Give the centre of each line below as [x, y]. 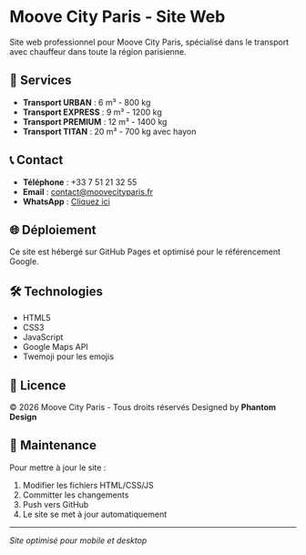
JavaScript [43, 337]
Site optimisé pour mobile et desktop [78, 540]
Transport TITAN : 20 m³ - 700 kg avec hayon [109, 131]
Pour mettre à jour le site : [58, 468]
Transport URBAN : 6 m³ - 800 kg [87, 102]
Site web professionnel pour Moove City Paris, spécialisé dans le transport [149, 42]
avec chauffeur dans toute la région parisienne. [98, 51]
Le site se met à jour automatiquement [95, 514]
